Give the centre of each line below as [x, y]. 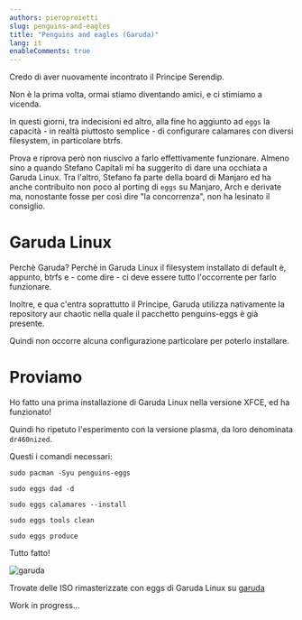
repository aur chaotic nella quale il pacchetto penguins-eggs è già [134, 314]
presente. [27, 324]
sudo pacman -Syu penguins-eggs [70, 473]
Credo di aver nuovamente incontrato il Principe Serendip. [117, 77]
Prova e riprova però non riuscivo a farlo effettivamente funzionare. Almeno [150, 158]
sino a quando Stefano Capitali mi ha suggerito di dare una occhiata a [138, 168]
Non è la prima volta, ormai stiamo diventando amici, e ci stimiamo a [136, 95]
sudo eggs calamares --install [68, 504]
